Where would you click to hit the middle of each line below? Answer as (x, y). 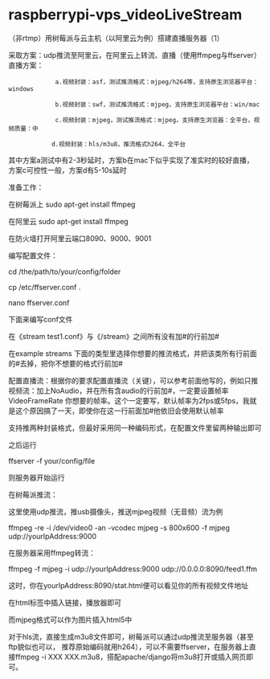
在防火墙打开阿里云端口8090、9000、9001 (80, 238)
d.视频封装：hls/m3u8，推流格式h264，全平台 (119, 144)
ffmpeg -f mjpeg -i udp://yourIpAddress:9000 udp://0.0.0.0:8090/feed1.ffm (133, 569)
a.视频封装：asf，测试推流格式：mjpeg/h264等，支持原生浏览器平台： (157, 82)
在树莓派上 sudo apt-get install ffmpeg (72, 204)
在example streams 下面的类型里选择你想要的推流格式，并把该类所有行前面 (133, 353)
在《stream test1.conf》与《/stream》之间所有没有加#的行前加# (114, 336)
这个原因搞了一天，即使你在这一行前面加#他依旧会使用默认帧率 (119, 411)
